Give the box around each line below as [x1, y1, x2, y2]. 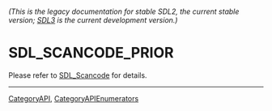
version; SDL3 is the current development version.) [8, 15, 178, 24]
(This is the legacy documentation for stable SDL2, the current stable [8, 6, 240, 16]
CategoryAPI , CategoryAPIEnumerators [8, 93, 139, 103]
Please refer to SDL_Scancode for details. [8, 70, 147, 80]
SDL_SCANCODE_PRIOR [8, 43, 174, 62]
